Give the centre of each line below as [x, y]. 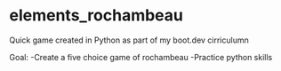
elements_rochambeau [96, 16]
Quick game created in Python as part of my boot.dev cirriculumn [129, 40]
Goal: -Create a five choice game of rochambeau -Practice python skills [141, 57]
